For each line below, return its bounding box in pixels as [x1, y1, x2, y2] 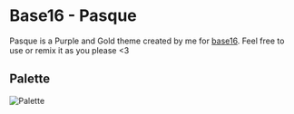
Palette [9, 71, 51, 87]
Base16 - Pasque [9, 5, 138, 26]
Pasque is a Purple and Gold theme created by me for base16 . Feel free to [9, 35, 285, 46]
